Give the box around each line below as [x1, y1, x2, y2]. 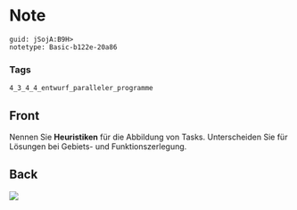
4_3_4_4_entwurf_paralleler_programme [9, 84, 153, 93]
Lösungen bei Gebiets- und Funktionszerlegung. [9, 141, 187, 152]
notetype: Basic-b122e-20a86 [9, 42, 118, 52]
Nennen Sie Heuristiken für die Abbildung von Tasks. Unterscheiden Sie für [9, 131, 288, 143]
